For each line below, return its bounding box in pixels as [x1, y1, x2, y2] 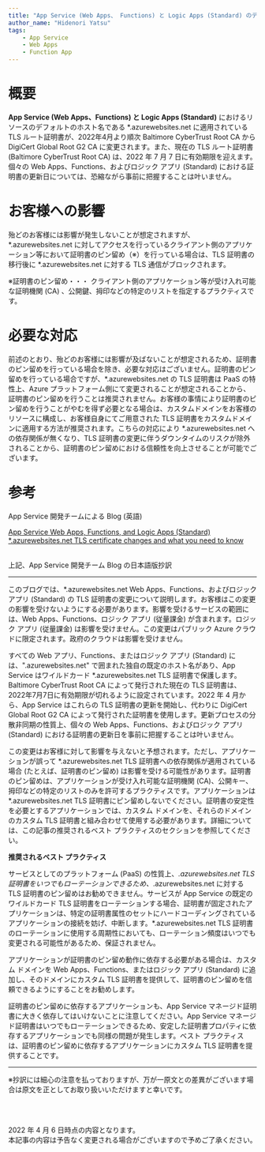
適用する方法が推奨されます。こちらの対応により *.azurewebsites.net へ [21, 424, 255, 433]
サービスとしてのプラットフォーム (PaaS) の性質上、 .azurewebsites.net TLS [8, 868, 255, 878]
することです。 [14, 1050, 63, 1060]
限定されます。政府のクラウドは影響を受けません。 [21, 634, 188, 643]
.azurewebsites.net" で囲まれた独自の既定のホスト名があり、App [24, 661, 236, 670]
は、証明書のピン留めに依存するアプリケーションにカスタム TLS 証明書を [8, 1041, 246, 1050]
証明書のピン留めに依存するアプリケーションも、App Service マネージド [8, 1001, 243, 1011]
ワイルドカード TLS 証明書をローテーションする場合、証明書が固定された [8, 898, 246, 908]
